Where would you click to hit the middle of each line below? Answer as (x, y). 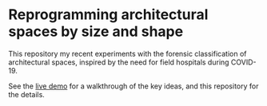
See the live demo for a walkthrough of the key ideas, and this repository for (133, 86)
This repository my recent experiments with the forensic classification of (128, 53)
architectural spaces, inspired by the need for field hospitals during (119, 62)
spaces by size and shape (96, 31)
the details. (27, 94)
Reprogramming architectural (108, 15)
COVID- (243, 62)
